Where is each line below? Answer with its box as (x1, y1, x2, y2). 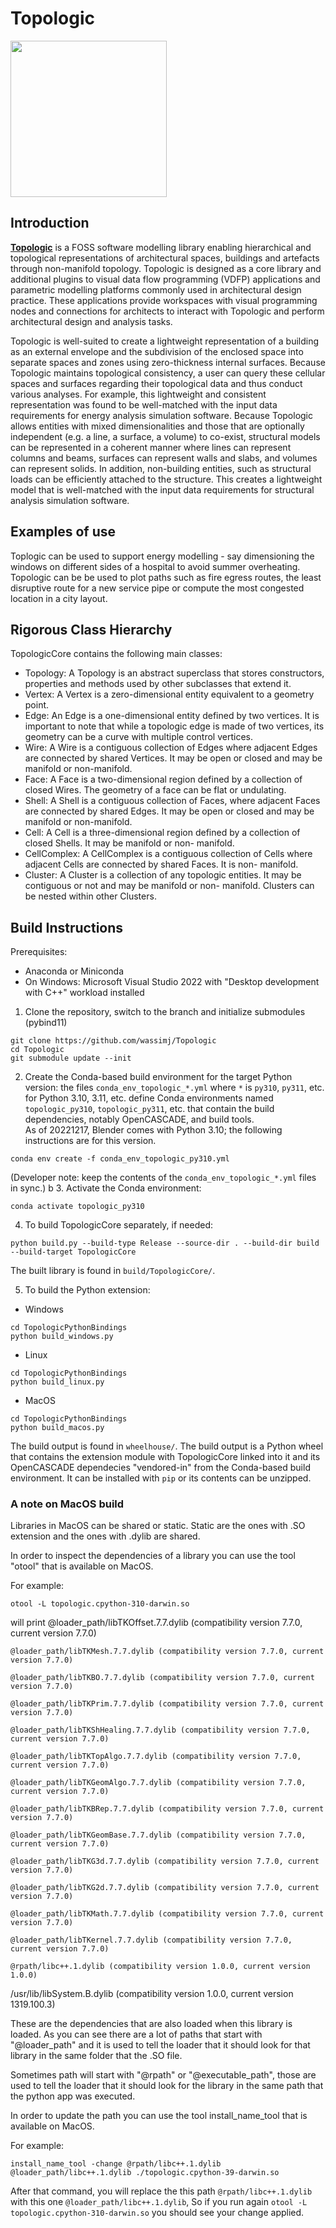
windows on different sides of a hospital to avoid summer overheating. (10, 560, 301, 572)
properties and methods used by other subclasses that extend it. (24, 678, 292, 690)
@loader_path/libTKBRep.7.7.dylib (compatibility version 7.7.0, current (10, 1804, 325, 1814)
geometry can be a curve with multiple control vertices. (24, 731, 253, 743)
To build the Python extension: (24, 1284, 151, 1296)
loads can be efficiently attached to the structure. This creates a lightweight (10, 473, 323, 485)
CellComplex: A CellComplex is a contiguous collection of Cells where (24, 848, 313, 860)
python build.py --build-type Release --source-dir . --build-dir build (10, 1238, 320, 1249)
